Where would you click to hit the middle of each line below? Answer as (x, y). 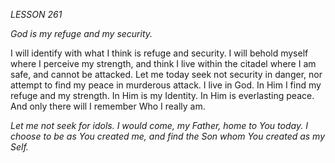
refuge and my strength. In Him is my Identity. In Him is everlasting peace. (162, 95)
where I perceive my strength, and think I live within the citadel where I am (163, 63)
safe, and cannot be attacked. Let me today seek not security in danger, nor (166, 74)
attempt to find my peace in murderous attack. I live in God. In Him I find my (166, 85)
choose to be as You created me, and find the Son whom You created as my (168, 136)
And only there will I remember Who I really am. (108, 106)
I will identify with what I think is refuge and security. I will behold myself (159, 53)
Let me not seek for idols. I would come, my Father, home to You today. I (159, 125)
